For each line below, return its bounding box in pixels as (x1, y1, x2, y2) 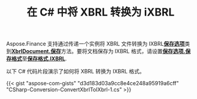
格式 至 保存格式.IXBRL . (11, 55, 67, 63)
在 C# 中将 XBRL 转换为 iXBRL (26, 5, 175, 19)
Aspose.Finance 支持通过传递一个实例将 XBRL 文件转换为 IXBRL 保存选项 (6, 40, 185, 48)
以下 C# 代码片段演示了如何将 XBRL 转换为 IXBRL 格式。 (6, 68, 145, 75)
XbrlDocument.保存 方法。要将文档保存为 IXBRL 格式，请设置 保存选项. (11, 48, 186, 55)
